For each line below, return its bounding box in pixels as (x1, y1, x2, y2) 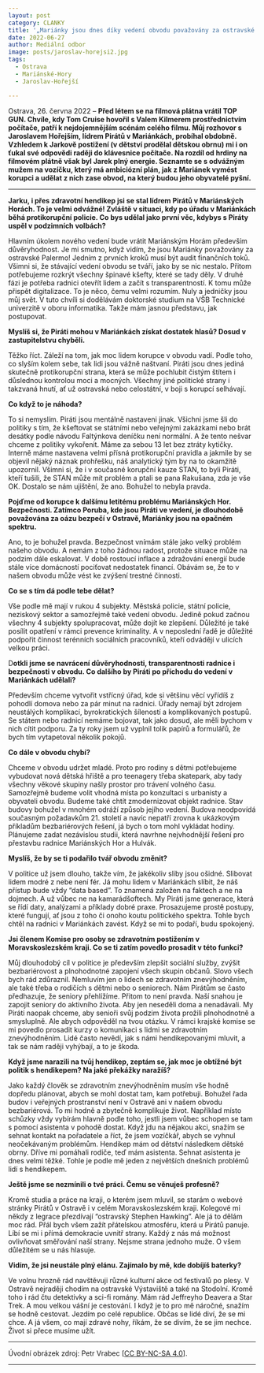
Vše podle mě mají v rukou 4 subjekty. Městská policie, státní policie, (8, 601, 231, 611)
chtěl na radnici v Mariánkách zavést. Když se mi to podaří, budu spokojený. (8, 919, 255, 928)
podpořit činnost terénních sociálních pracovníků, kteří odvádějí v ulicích (8, 634, 244, 644)
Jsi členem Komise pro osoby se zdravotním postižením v (8, 934, 200, 943)
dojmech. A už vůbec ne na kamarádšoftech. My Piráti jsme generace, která (8, 894, 254, 903)
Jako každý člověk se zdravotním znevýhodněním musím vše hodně (8, 1081, 229, 1090)
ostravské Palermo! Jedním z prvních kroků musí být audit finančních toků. (8, 253, 251, 262)
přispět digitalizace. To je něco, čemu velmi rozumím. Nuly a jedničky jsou (8, 286, 247, 296)
